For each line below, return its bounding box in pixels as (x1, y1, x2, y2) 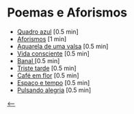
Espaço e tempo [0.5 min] (16, 78, 90, 87)
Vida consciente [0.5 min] (16, 49, 90, 58)
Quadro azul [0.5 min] (16, 27, 79, 36)
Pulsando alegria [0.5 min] (16, 86, 92, 94)
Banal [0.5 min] (16, 56, 60, 65)
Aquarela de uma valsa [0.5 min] (16, 42, 109, 50)
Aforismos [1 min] (16, 34, 67, 43)
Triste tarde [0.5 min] (16, 64, 77, 72)
